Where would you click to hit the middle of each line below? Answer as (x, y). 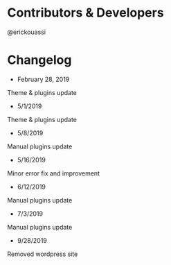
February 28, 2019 (43, 79)
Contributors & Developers (85, 13)
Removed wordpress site (43, 254)
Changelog (39, 60)
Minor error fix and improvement (54, 173)
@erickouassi (27, 32)
